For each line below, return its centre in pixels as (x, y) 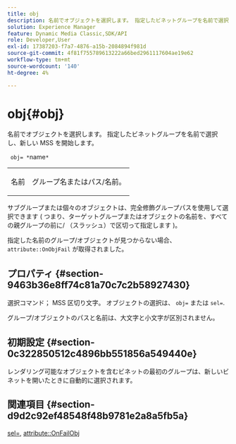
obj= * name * (30, 157)
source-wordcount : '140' (44, 66)
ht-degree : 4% (28, 73)
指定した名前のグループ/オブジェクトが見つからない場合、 (92, 240)
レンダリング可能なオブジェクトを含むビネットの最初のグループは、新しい (115, 371)
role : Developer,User (39, 40)
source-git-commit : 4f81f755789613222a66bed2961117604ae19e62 (100, 54)
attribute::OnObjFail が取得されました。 (68, 249)
